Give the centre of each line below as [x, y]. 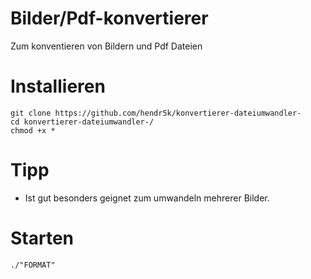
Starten [42, 238]
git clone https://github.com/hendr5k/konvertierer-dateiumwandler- [156, 113]
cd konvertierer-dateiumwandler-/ [82, 122]
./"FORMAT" [33, 265]
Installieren [58, 86]
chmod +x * [33, 130]
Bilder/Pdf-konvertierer [109, 18]
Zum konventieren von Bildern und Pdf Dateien [106, 46]
